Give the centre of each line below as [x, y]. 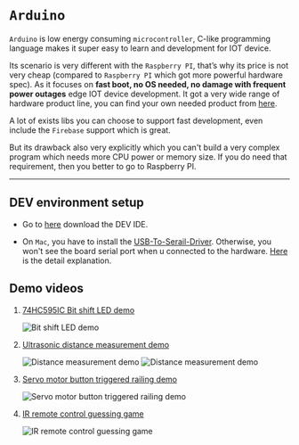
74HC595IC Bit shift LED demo [78, 309]
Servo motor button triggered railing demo [100, 379]
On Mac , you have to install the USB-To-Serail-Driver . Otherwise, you [147, 241]
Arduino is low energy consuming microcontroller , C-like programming [140, 38]
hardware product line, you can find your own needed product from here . [143, 103]
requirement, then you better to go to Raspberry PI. [103, 166]
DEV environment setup [77, 203]
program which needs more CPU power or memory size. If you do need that [148, 157]
